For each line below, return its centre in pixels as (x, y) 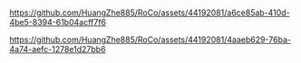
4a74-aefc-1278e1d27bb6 (58, 49)
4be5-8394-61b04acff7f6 (58, 22)
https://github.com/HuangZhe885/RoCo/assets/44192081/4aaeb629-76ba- (150, 40)
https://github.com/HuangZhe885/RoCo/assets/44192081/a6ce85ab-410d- (150, 13)
